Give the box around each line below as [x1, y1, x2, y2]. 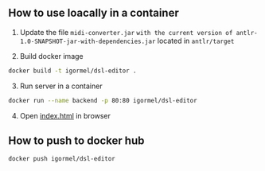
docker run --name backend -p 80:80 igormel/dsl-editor [8, 96, 197, 104]
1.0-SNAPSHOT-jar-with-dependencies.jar [19, 37, 156, 45]
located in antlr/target [157, 36, 235, 45]
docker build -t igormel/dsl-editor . [8, 67, 137, 75]
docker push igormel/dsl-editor [8, 155, 115, 163]
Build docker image [19, 51, 84, 60]
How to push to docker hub [8, 134, 145, 147]
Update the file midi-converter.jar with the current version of [19, 27, 233, 37]
